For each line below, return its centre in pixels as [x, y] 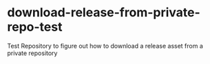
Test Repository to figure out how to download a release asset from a [105, 46]
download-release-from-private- [104, 13]
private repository [32, 53]
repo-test [35, 27]
